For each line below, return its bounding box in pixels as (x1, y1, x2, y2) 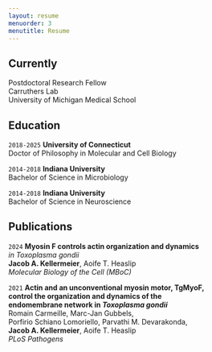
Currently (8, 56, 58, 70)
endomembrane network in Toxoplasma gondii (8, 300, 168, 309)
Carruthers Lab (8, 86, 59, 97)
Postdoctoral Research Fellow (8, 78, 107, 88)
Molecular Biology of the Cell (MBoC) (8, 267, 132, 276)
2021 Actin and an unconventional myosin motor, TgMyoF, (8, 283, 205, 292)
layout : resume (8, 11, 59, 20)
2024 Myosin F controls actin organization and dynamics (8, 241, 199, 251)
